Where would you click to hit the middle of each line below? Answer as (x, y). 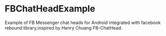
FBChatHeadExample (50, 9)
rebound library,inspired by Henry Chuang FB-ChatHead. (63, 27)
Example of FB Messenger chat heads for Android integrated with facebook (83, 22)
